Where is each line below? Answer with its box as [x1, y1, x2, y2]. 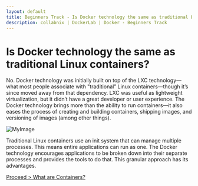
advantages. [6, 162, 37, 170]
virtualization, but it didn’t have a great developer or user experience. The [6, 95, 185, 103]
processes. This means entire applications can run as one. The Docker [6, 144, 178, 151]
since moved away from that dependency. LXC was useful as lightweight [6, 89, 183, 97]
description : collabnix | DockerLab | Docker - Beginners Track [6, 19, 167, 25]
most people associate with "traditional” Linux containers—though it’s [19, 83, 189, 90]
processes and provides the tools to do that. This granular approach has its [6, 156, 189, 163]
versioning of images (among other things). [6, 114, 111, 121]
